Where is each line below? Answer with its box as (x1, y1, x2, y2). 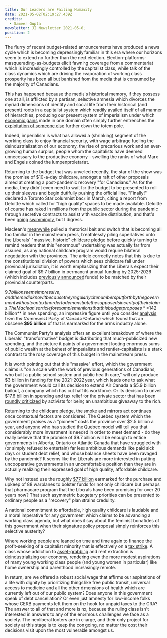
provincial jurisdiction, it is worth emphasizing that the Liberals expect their (5, 263, 159, 269)
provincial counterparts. (5, 279, 54, 285)
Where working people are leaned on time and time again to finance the (5, 538, 152, 544)
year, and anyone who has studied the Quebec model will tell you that (5, 424, 148, 430)
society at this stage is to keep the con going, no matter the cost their (5, 622, 148, 628)
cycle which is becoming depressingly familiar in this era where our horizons (5, 49, 162, 55)
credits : (5, 16, 23, 21)
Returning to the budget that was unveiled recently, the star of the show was (5, 169, 162, 175)
